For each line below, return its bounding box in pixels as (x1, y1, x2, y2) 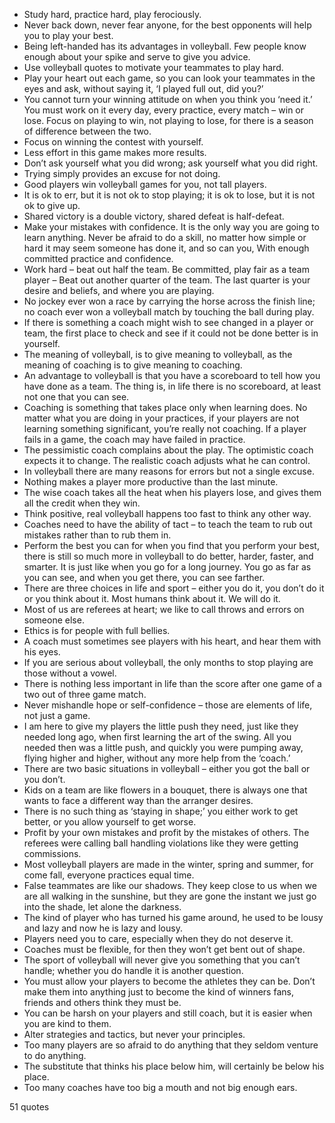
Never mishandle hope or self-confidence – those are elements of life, (23, 699, 313, 711)
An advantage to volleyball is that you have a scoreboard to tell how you (23, 370, 321, 381)
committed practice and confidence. (23, 253, 174, 264)
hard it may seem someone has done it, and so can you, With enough (23, 242, 310, 254)
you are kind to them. (23, 1018, 112, 1029)
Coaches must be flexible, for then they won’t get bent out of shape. (23, 944, 306, 955)
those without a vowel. (23, 667, 117, 679)
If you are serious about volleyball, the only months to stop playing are (23, 657, 314, 668)
